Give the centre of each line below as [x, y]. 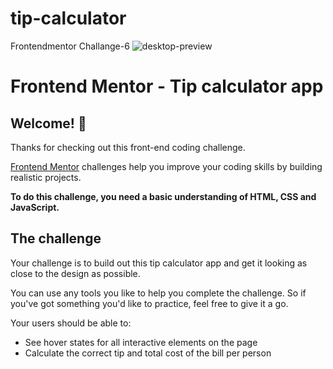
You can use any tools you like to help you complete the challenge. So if [158, 293]
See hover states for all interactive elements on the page [141, 342]
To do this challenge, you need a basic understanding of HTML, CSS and [163, 196]
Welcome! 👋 [48, 123]
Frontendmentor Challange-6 [70, 46]
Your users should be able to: [71, 323]
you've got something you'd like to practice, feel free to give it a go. [149, 303]
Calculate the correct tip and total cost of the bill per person [148, 353]
